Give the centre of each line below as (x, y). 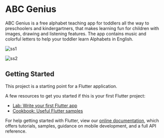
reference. (16, 131)
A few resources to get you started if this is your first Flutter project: (75, 95)
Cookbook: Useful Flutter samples (48, 110)
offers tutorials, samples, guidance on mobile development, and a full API (81, 125)
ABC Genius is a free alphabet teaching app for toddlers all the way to (77, 23)
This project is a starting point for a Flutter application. (61, 86)
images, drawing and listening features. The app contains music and (76, 33)
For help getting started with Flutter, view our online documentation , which (82, 120)
